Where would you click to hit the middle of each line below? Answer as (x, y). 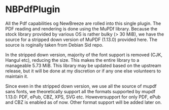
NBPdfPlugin (33, 9)
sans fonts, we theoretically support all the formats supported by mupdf (80, 91)
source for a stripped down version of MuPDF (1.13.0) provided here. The (81, 40)
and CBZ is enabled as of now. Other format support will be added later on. (84, 102)
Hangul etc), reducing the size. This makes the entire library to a (72, 60)
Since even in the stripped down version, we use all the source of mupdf (81, 86)
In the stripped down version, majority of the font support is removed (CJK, (84, 55)
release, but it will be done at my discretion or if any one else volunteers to (83, 71)
